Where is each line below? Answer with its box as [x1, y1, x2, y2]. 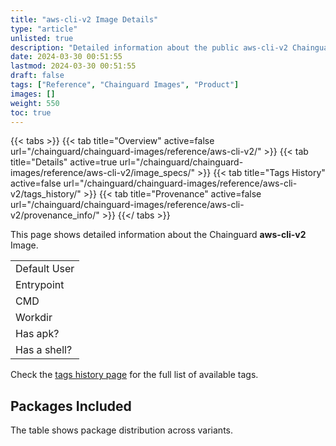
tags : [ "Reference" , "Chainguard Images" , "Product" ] [10, 80, 240, 90]
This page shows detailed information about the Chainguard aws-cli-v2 [10, 229, 307, 241]
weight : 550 [10, 98, 60, 108]
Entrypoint [15, 278, 65, 292]
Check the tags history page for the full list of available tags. [10, 369, 259, 381]
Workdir [15, 311, 53, 325]
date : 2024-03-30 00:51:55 [10, 52, 123, 62]
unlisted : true [10, 33, 74, 43]
